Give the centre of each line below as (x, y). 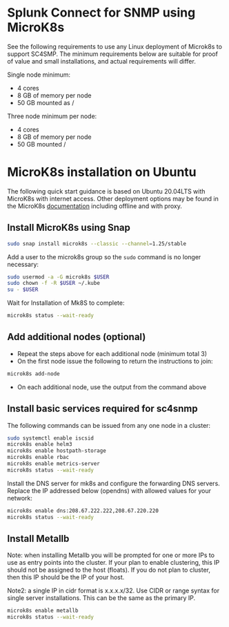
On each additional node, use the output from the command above (112, 387)
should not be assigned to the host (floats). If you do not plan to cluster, (109, 570)
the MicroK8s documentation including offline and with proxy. (95, 206)
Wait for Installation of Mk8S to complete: (66, 303)
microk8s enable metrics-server (53, 464)
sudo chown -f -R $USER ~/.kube (53, 283)
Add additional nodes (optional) (77, 337)
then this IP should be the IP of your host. (66, 577)
